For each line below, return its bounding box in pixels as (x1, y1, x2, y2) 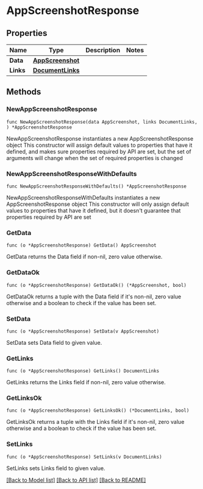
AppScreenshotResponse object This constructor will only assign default (6, 200, 189, 208)
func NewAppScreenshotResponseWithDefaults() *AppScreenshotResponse (6, 183, 187, 189)
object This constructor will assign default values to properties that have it (6, 141, 193, 149)
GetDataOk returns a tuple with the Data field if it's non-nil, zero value (6, 293, 182, 300)
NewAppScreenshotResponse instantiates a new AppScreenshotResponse (6, 135, 194, 142)
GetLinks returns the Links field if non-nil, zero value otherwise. (6, 379, 166, 386)
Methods (6, 86, 41, 97)
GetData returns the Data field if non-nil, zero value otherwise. (6, 253, 163, 261)
